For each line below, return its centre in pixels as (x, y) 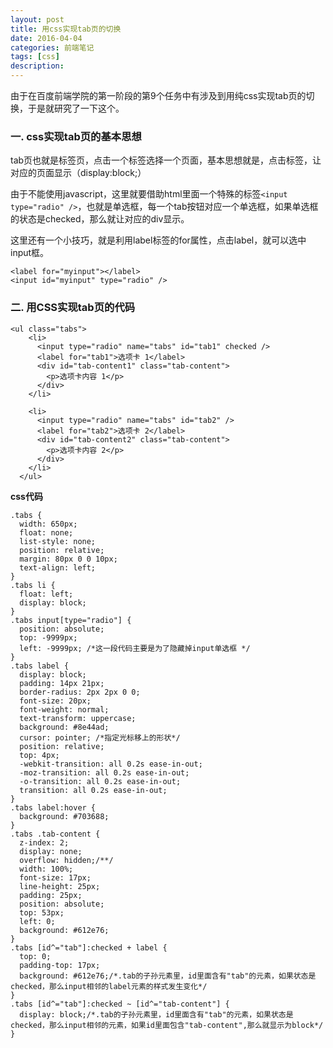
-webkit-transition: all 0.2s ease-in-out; (111, 764)
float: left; (46, 594)
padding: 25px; (51, 895)
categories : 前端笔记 (52, 47)
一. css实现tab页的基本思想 (76, 136)
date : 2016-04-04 (46, 38)
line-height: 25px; (60, 886)
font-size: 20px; (55, 701)
